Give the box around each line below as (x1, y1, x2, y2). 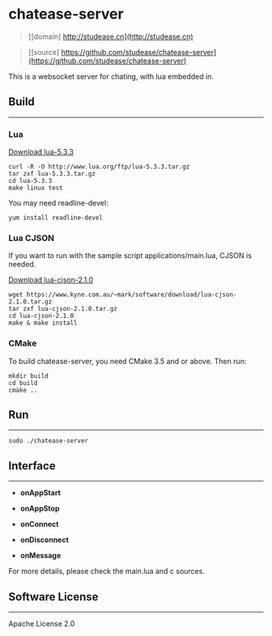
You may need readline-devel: (8, 198, 108, 208)
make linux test (8, 184, 63, 193)
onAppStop (19, 503, 60, 514)
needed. (8, 260, 36, 269)
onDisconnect (19, 535, 69, 545)
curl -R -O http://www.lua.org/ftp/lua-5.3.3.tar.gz (8, 163, 190, 171)
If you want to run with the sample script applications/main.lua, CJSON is (8, 251, 253, 261)
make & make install (8, 319, 79, 328)
